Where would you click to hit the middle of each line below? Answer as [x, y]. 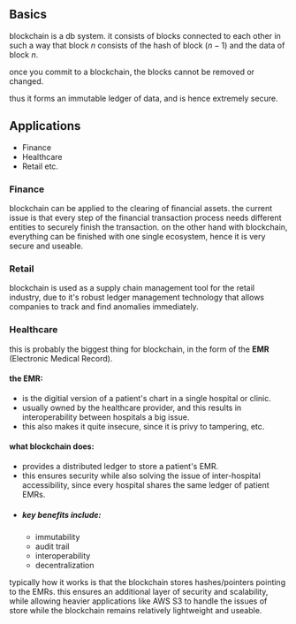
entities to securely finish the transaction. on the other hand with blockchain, [148, 227]
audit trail [52, 546]
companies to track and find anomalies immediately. [104, 307]
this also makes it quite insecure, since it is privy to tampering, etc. [143, 426]
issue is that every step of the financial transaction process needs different [145, 217]
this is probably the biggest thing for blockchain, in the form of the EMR [139, 349]
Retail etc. [40, 166]
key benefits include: [61, 514]
